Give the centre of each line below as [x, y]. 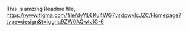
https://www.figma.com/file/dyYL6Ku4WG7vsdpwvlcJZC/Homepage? [94, 15]
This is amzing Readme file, [41, 9]
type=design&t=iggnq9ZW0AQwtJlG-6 [55, 22]
